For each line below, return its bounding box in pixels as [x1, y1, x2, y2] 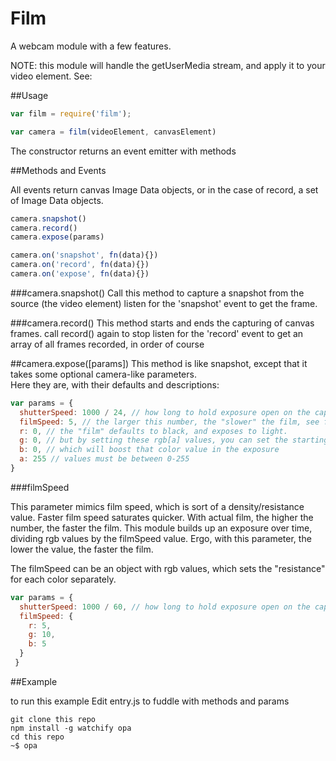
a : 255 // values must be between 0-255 [19, 454, 190, 464]
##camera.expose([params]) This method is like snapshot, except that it [10, 357, 308, 369]
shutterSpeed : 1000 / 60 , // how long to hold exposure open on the [19, 602, 311, 612]
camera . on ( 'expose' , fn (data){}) [10, 269, 150, 279]
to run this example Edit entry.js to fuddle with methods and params [10, 695, 290, 707]
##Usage [10, 89, 49, 101]
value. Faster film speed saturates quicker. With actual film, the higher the [10, 511, 314, 523]
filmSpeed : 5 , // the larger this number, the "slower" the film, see [19, 417, 320, 427]
